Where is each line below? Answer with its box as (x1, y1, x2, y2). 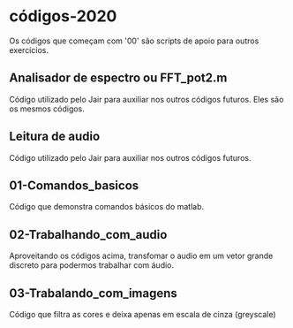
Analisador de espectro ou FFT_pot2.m (9, 71, 228, 86)
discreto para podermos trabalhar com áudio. (9, 260, 175, 271)
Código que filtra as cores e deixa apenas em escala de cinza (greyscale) (9, 309, 276, 319)
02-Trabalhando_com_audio (9, 227, 168, 242)
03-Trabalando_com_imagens (9, 286, 178, 301)
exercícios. (9, 44, 49, 55)
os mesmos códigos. (9, 103, 86, 114)
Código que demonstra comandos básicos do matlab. (9, 202, 205, 212)
